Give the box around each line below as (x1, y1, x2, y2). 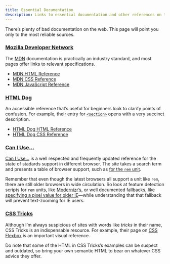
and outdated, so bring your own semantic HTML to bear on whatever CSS (5, 247, 161, 253)
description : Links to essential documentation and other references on (5, 12, 162, 17)
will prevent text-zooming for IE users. (5, 198, 85, 204)
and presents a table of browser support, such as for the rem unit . (5, 166, 142, 172)
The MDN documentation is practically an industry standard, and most (5, 55, 152, 61)
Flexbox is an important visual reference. (5, 232, 90, 238)
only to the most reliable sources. (5, 31, 75, 37)
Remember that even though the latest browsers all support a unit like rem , (5, 176, 159, 182)
